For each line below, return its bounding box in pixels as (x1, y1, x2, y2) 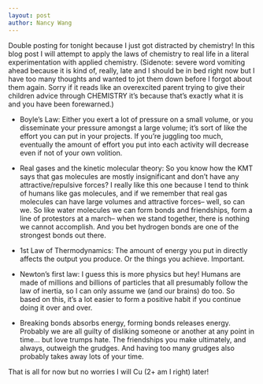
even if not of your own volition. (19, 147, 123, 158)
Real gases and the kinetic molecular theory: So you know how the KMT (19, 163, 254, 173)
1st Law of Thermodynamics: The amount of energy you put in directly (19, 245, 248, 255)
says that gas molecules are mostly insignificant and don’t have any (19, 171, 239, 181)
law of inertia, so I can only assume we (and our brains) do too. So (19, 285, 235, 296)
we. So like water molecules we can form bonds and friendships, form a (19, 205, 254, 214)
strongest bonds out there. (19, 230, 106, 240)
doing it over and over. (19, 303, 93, 312)
